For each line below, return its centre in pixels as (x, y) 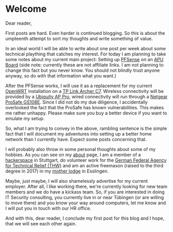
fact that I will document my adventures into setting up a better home (79, 133)
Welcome (26, 9)
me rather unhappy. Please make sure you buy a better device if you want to (86, 113)
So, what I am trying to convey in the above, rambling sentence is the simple (86, 128)
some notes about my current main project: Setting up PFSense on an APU (84, 59)
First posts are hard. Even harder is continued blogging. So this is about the (85, 33)
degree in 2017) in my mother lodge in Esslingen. (57, 171)
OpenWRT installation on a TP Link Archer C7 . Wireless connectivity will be (84, 91)
